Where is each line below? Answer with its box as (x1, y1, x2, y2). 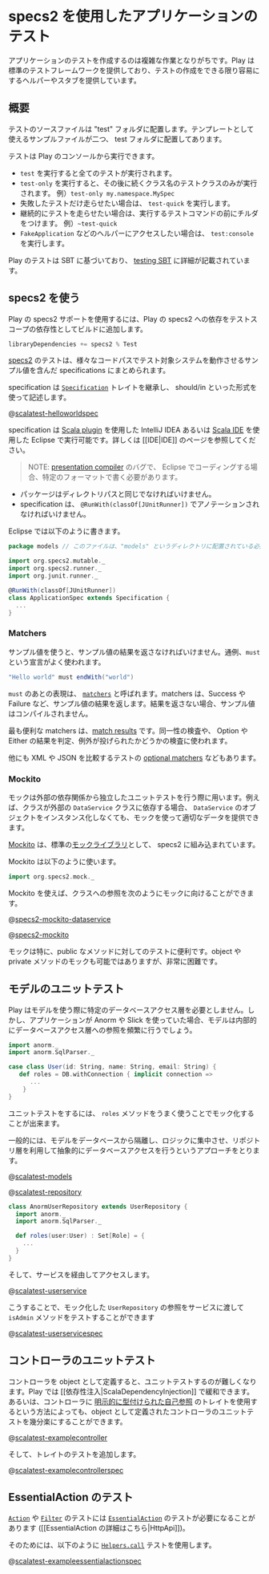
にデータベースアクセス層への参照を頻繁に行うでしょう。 (8, 1024, 197, 1035)
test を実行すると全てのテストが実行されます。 (19, 168, 176, 177)
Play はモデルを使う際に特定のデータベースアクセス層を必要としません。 (8, 1004, 248, 1015)
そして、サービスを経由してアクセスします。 (8, 1269, 155, 1280)
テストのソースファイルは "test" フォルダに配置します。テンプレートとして (8, 124, 255, 133)
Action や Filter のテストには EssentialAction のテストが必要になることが (8, 1513, 255, 1523)
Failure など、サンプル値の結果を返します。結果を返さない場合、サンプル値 (8, 699, 256, 708)
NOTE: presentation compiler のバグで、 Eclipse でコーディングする (27, 462, 251, 472)
